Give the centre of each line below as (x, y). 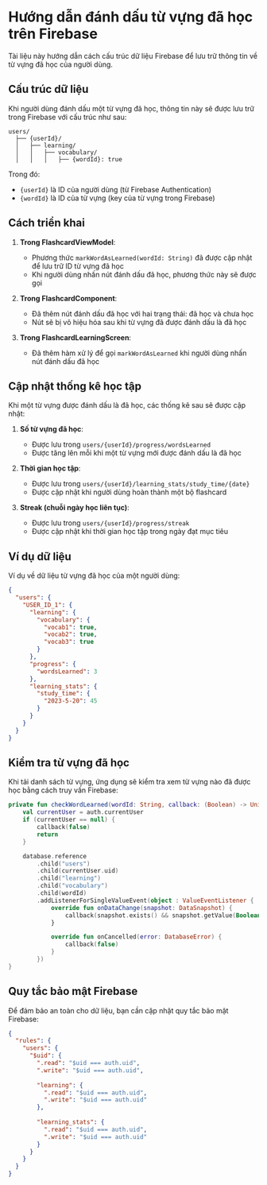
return (48, 835)
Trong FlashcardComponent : (68, 298)
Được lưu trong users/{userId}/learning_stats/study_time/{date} (141, 484)
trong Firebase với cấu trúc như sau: (68, 117)
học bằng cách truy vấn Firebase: (63, 790)
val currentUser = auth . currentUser (83, 812)
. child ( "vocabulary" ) (73, 886)
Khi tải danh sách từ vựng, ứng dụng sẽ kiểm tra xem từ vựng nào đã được (130, 782)
